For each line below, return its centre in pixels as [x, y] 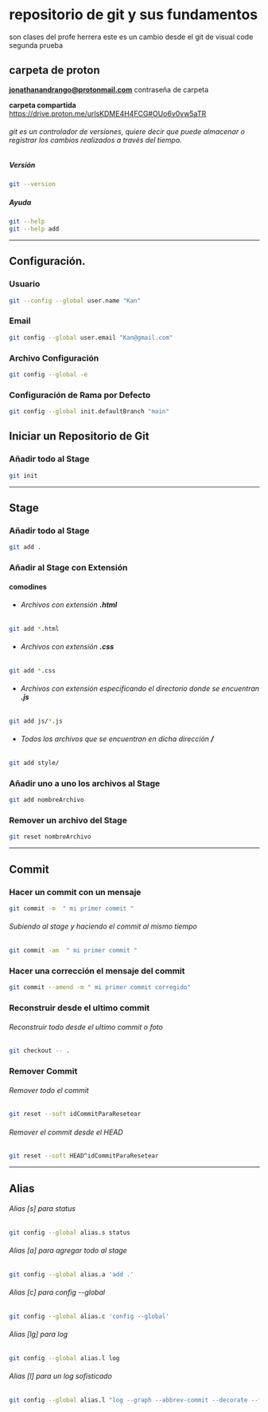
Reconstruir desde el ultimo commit [80, 1008]
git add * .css [33, 671]
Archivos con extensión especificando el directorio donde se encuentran [140, 688]
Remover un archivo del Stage [68, 821]
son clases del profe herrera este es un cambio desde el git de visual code [131, 37]
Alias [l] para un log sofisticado [60, 1376]
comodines [28, 586]
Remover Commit [43, 1071]
